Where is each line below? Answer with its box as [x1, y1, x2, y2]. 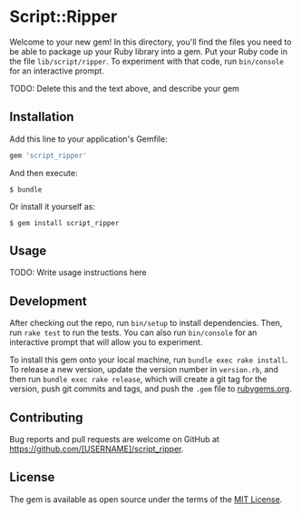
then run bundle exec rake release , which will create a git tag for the [9, 374, 267, 385]
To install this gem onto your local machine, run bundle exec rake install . [9, 354, 288, 365]
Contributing [9, 410, 83, 425]
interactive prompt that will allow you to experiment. [9, 337, 203, 348]
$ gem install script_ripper [9, 218, 120, 228]
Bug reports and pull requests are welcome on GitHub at [9, 434, 220, 445]
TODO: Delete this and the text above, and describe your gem [9, 83, 240, 94]
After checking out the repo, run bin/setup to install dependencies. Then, [9, 318, 283, 329]
